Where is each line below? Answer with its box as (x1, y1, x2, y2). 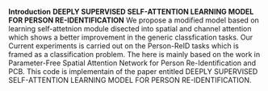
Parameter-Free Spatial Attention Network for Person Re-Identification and (8, 58, 257, 68)
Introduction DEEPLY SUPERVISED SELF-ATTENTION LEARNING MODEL (8, 7, 254, 16)
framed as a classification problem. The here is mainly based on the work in (8, 50, 261, 59)
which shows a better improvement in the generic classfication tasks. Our (8, 32, 253, 42)
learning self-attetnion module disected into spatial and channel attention (8, 24, 252, 33)
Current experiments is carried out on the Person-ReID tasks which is (8, 41, 240, 51)
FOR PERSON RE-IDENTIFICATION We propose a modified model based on (8, 15, 260, 25)
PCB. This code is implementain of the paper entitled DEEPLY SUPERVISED (8, 67, 258, 76)
